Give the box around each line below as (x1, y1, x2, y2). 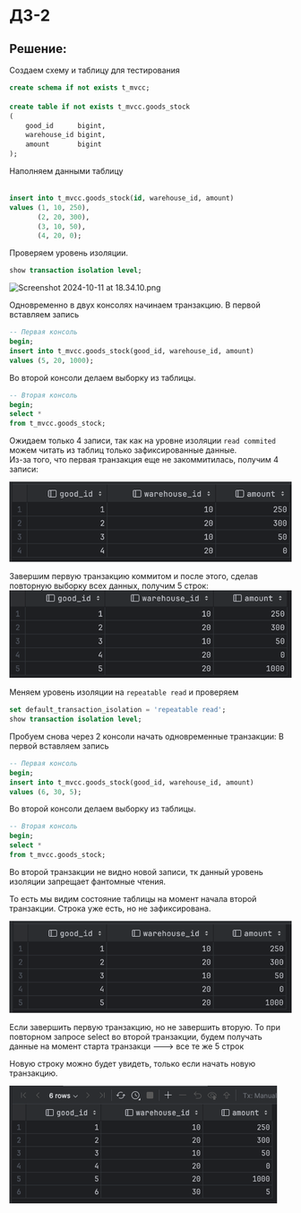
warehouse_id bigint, (25, 131, 106, 140)
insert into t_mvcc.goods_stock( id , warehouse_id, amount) (9, 194, 235, 203)
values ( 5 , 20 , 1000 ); (9, 356, 94, 365)
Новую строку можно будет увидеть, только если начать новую (9, 1059, 256, 1070)
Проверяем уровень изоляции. (9, 247, 128, 258)
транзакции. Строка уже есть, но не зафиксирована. (9, 903, 211, 914)
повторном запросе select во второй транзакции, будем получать (9, 1032, 262, 1043)
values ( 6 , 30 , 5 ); (9, 787, 82, 796)
